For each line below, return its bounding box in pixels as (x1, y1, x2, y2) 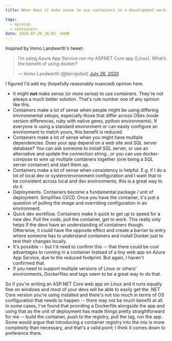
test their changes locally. (12, 238, 68, 244)
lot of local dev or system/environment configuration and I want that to (12, 173, 162, 179)
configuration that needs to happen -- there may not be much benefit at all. (5, 297, 164, 303)
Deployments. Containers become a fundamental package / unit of (12, 189, 154, 195)
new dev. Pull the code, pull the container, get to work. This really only (12, 217, 161, 223)
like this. (12, 101, 31, 108)
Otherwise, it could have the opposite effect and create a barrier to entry (12, 227, 166, 234)
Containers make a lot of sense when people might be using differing (12, 107, 159, 113)
